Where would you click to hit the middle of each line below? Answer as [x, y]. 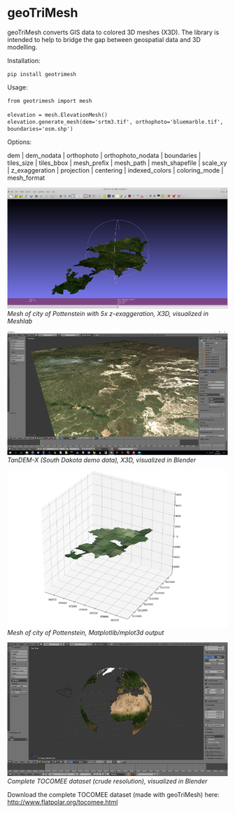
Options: [20, 142]
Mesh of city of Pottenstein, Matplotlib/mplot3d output [86, 633]
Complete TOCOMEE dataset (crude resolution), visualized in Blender [107, 781]
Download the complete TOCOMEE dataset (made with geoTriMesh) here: [114, 794]
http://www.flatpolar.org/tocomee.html [63, 802]
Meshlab [20, 321]
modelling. [22, 47]
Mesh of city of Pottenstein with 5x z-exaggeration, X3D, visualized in [108, 314]
